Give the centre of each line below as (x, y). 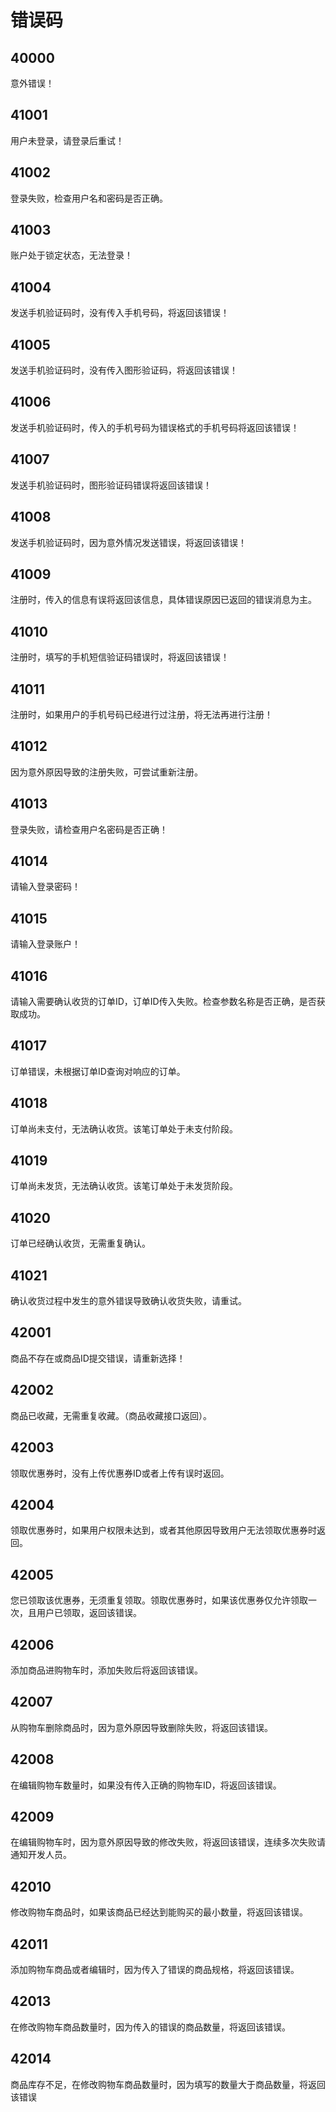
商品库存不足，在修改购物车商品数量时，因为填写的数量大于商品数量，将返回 (168, 2084)
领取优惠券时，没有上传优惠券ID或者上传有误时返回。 (120, 1473)
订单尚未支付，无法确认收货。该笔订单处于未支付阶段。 (124, 1128)
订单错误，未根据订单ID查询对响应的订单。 (98, 1071)
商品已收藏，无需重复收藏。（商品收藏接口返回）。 (111, 1415)
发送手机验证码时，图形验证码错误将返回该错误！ (111, 485)
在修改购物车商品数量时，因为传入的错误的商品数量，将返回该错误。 (150, 2027)
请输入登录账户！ (45, 944)
